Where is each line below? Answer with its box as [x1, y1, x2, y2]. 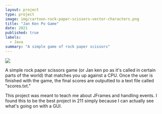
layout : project [5, 7, 39, 12]
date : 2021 [5, 26, 28, 31]
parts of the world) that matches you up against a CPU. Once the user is [5, 72, 153, 78]
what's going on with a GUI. [5, 103, 62, 109]
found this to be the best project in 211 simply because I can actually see [5, 98, 154, 104]
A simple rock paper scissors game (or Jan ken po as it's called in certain [5, 67, 156, 73]
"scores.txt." [5, 83, 31, 89]
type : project [5, 12, 35, 17]
